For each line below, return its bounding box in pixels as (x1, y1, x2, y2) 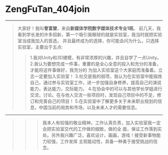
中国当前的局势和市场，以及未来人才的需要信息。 (38, 104, 140, 110)
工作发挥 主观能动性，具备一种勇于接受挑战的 (59, 138, 153, 144)
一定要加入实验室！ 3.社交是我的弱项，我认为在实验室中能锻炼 (34, 73, 162, 79)
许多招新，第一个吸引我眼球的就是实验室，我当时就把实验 (43, 31, 162, 37)
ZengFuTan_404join (5, 3, 90, 15)
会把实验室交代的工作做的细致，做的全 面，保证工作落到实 (42, 126, 162, 132)
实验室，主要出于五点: (17, 44, 63, 50)
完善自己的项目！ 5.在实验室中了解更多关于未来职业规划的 (38, 98, 158, 104)
